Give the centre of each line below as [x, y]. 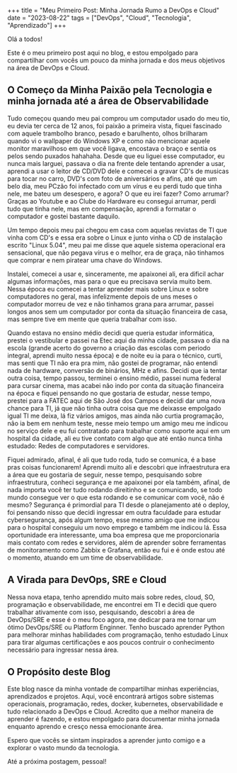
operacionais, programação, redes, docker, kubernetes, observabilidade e [115, 704]
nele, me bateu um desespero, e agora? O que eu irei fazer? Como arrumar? [118, 194]
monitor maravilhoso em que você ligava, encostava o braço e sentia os [112, 148]
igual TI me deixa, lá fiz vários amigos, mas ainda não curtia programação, [116, 416]
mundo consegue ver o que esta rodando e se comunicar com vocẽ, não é [116, 497]
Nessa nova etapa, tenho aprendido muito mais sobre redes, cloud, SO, [111, 597]
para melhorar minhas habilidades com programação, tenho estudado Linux [118, 635]
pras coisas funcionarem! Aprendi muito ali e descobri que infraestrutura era [119, 467]
